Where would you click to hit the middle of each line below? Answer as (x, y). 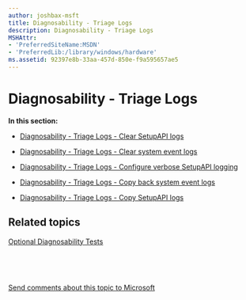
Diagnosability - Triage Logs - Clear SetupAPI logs (102, 136)
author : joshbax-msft (44, 15)
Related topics (44, 222)
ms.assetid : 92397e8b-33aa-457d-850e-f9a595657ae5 (93, 60)
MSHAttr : (23, 38)
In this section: (33, 120)
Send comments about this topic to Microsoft (82, 287)
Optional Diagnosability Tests (56, 241)
